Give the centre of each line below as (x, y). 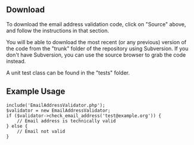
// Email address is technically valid (67, 121)
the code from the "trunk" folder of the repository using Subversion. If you (97, 48)
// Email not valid (41, 131)
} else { (17, 126)
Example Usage (36, 92)
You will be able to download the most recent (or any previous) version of (96, 42)
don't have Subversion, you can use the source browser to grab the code (96, 55)
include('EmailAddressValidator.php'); (56, 105)
